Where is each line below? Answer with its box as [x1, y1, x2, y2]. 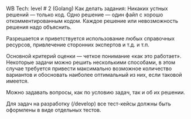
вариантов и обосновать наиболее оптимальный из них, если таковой [6, 72, 183, 78]
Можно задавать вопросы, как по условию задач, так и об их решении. [6, 89, 186, 96]
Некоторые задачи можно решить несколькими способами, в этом [6, 59, 176, 66]
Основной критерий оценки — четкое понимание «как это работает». [6, 53, 182, 59]
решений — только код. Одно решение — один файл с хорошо [6, 11, 163, 18]
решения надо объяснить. [6, 23, 72, 30]
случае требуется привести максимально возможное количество [6, 65, 172, 72]
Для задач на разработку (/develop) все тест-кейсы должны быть [6, 100, 171, 107]
